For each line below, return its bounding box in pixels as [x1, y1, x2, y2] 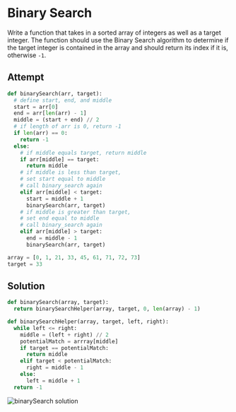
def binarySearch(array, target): [7, 299, 110, 306]
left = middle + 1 [25, 377, 81, 384]
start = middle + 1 [25, 195, 83, 202]
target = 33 [7, 260, 42, 268]
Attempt [7, 71, 45, 83]
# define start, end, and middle [13, 97, 112, 104]
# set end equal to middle [20, 215, 100, 222]
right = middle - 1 [25, 364, 83, 372]
